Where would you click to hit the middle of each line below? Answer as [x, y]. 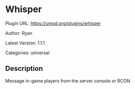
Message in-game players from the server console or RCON [68, 81]
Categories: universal [27, 53]
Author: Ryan [19, 33]
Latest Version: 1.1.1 [25, 43]
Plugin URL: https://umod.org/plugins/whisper [53, 23]
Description [24, 69]
